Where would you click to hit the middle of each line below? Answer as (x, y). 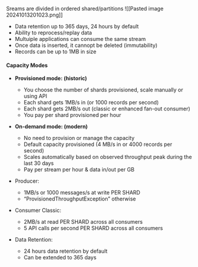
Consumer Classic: (38, 211)
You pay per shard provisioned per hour (73, 115)
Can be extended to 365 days (60, 258)
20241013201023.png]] (34, 15)
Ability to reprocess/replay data (53, 33)
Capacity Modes (27, 65)
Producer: (27, 181)
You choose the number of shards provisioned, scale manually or (103, 90)
